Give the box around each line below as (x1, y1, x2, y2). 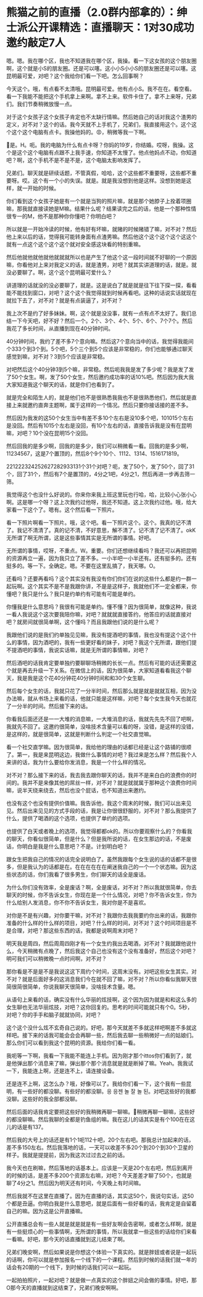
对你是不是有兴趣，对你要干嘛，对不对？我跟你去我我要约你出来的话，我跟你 (6, 911, 197, 919)
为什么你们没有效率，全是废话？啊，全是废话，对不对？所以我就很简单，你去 (6, 883, 197, 891)
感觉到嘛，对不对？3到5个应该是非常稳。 (6, 352, 108, 360)
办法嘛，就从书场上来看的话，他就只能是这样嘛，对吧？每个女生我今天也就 (6, 695, 192, 702)
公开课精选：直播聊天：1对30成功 (27, 21, 195, 35)
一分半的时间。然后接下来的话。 (11, 702, 91, 710)
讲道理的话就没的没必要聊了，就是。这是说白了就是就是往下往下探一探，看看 (6, 281, 197, 289)
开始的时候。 (27, 184, 59, 192)
